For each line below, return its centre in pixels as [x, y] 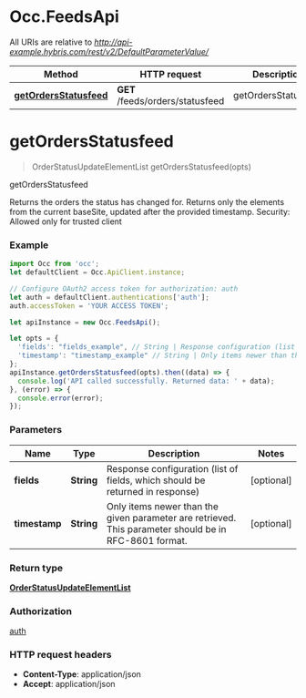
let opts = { [34, 339]
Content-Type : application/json [82, 674]
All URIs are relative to [51, 42]
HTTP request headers [61, 655]
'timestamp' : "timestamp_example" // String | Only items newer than [152, 356]
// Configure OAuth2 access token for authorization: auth [124, 289]
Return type [36, 568]
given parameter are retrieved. [171, 518]
